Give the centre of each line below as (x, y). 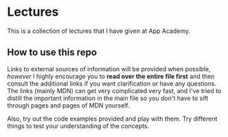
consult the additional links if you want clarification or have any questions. (112, 84)
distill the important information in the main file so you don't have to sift (108, 98)
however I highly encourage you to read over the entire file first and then (111, 76)
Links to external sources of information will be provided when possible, (109, 68)
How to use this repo (52, 52)
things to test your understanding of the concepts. (78, 126)
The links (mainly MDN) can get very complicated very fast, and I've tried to (114, 90)
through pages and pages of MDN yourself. (68, 105)
